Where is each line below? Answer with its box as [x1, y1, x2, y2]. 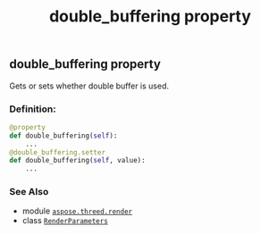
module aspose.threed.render [21, 205, 132, 216]
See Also [9, 186, 49, 198]
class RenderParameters [21, 215, 109, 226]
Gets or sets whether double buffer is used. [9, 80, 170, 91]
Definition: [9, 103, 56, 115]
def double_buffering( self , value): [9, 156, 146, 165]
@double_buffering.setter [9, 147, 105, 157]
